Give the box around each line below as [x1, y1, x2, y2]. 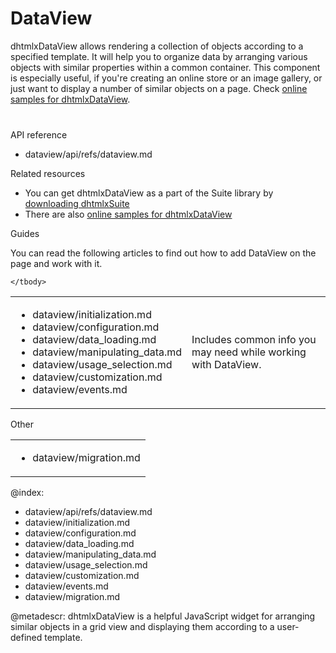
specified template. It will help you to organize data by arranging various [10, 50, 308, 62]
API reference [10, 128, 68, 141]
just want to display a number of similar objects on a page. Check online [10, 82, 308, 94]
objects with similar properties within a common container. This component [10, 61, 321, 73]
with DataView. [191, 357, 262, 371]
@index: [10, 486, 45, 498]
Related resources [10, 167, 86, 179]
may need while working [191, 345, 307, 359]
